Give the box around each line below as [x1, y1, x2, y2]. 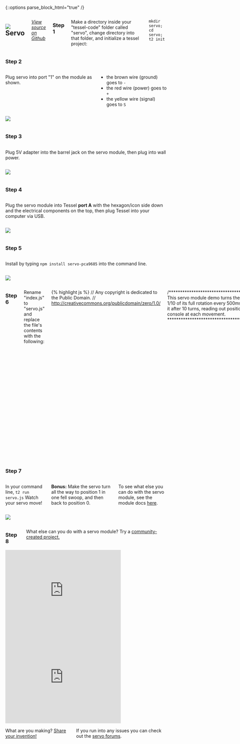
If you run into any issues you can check [76, 727, 162, 734]
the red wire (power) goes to [106, 85, 167, 91]
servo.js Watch [5, 494, 38, 500]
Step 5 [5, 244, 22, 251]
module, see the [118, 494, 153, 500]
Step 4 [5, 186, 22, 193]
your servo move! [5, 500, 43, 506]
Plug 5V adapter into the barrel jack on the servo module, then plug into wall [5, 149, 166, 155]
